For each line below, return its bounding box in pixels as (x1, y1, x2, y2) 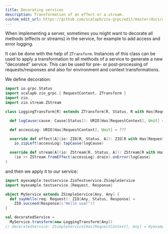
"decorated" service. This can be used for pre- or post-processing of (5, 61, 148, 68)
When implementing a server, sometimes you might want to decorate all (5, 31, 153, 37)
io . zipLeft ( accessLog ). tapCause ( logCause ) (14, 141, 104, 146)
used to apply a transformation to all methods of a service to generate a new (5, 56, 163, 62)
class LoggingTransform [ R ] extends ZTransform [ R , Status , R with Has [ (5, 109, 155, 114)
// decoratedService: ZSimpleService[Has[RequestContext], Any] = (5, 224, 146, 229)
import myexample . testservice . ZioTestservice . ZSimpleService (5, 178, 135, 183)
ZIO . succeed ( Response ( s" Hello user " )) (14, 201, 95, 206)
